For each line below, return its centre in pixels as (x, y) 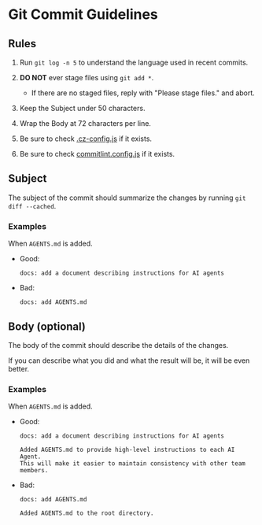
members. (34, 471)
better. (19, 368)
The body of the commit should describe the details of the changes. (118, 345)
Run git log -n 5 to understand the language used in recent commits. (134, 62)
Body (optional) (47, 326)
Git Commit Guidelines (83, 15)
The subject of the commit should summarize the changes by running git (127, 198)
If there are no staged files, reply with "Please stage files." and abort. (143, 93)
